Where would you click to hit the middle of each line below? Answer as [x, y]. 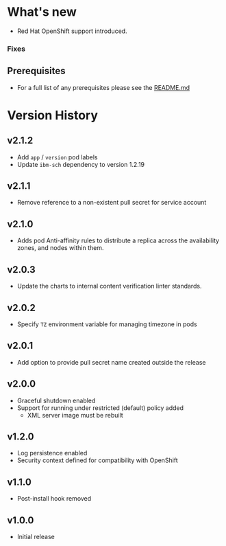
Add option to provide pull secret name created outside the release [111, 362]
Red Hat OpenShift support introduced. [72, 31]
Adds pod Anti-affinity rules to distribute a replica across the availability [118, 240]
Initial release [36, 536]
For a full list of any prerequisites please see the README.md [103, 87]
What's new [42, 12]
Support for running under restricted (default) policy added [100, 408]
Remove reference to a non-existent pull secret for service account [112, 203]
